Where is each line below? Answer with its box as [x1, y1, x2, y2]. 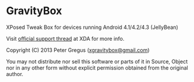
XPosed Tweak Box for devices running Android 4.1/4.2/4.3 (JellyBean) [6, 24, 179, 31]
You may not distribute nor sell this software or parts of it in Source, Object [6, 58, 188, 65]
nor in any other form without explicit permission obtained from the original [6, 64, 189, 71]
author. [6, 70, 24, 77]
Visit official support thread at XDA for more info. [6, 35, 125, 42]
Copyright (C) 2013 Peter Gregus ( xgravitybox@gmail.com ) [6, 46, 150, 54]
